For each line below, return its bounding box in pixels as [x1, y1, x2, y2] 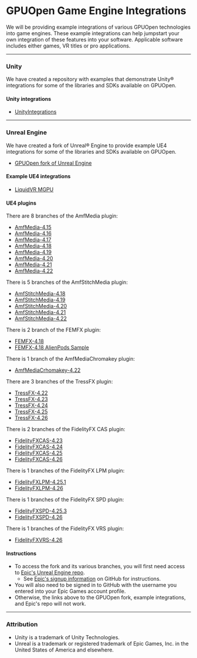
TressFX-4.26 [14, 415, 48, 422]
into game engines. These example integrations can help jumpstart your [6, 29, 180, 36]
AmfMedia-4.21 [14, 261, 52, 268]
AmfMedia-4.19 [14, 249, 52, 256]
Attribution [6, 620, 38, 629]
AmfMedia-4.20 [14, 255, 53, 262]
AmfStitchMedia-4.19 [14, 296, 66, 303]
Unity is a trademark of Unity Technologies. [14, 633, 120, 640]
